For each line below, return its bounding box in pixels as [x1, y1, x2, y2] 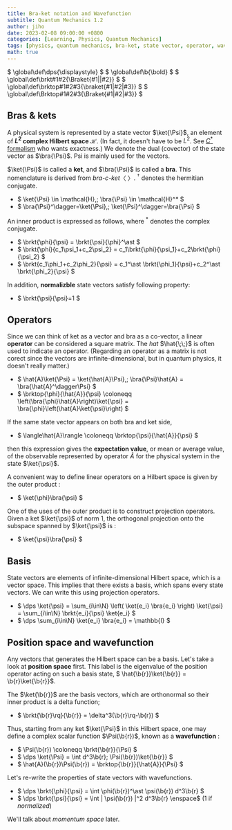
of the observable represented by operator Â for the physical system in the [7, 452, 220, 460]
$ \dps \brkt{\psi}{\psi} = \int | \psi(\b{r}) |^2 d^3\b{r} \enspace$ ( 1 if [17, 794, 213, 803]
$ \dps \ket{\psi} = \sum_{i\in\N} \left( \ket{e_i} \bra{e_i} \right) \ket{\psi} [17, 602, 224, 610]
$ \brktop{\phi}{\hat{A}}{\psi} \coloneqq [17, 390, 133, 398]
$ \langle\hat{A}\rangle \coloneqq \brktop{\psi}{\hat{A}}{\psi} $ [17, 431, 199, 440]
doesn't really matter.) [7, 361, 70, 370]
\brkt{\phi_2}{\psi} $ [17, 267, 75, 276]
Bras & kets [7, 110, 57, 122]
